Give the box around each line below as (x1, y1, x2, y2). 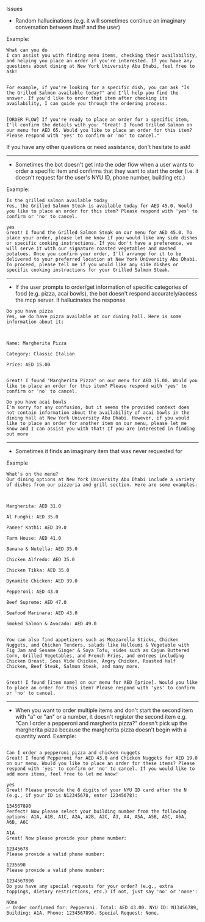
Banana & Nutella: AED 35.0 (6, 546, 78, 552)
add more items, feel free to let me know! (6, 771, 119, 777)
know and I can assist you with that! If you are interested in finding (6, 426, 195, 432)
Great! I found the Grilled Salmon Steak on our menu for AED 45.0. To (6, 230, 192, 236)
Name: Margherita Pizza (6, 340, 67, 346)
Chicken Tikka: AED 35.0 (6, 567, 70, 573)
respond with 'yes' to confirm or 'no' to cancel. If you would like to (6, 766, 195, 772)
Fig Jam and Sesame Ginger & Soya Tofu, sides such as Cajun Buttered (6, 647, 190, 653)
